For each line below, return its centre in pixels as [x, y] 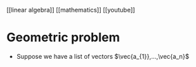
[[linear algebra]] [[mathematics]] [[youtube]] [71, 10]
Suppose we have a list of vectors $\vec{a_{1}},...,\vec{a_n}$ [103, 56]
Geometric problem [63, 38]
